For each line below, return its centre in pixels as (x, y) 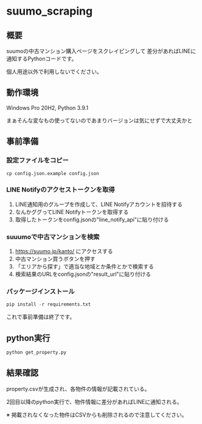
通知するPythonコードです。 (42, 59)
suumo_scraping (50, 11)
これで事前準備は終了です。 (41, 317)
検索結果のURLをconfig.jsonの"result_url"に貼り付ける (83, 274)
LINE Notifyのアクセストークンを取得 (61, 190)
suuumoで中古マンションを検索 (53, 237)
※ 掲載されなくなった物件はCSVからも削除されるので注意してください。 (97, 415)
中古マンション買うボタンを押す (55, 259)
